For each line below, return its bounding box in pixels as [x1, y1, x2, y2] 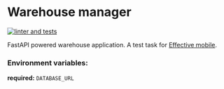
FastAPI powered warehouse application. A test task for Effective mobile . [7, 40, 218, 49]
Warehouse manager [7, 4, 132, 20]
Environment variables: [7, 58, 89, 67]
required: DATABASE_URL [7, 74, 75, 82]
